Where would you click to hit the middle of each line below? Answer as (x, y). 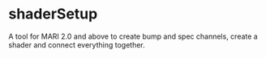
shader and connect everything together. (77, 44)
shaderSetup (53, 14)
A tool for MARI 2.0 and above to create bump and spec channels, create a (133, 36)
